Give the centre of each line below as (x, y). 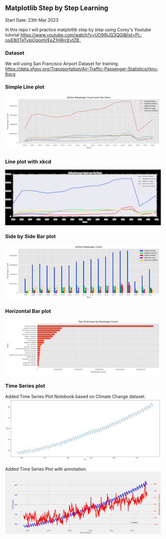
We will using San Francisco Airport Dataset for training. (62, 64)
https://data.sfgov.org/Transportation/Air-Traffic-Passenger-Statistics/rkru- (82, 69)
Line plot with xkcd (28, 162)
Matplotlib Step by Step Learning (57, 8)
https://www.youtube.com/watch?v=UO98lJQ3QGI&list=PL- (81, 35)
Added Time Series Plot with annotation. (46, 469)
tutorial (12, 35)
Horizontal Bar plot (28, 311)
